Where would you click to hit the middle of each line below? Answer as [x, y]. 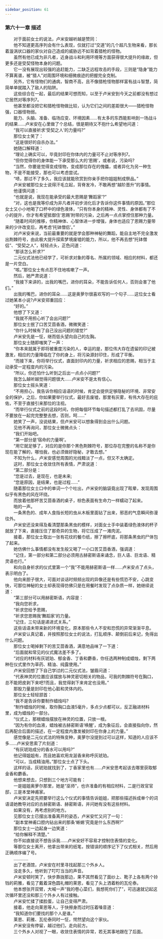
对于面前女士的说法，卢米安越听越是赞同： [56, 39]
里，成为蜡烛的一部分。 [28, 713]
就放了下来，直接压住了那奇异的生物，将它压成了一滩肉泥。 [65, 530]
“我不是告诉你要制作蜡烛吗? [41, 700]
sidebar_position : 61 [27, 9]
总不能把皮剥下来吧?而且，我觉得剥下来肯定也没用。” [57, 683]
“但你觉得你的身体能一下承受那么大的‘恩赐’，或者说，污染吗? [74, 160]
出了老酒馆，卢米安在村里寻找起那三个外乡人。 [60, 865]
